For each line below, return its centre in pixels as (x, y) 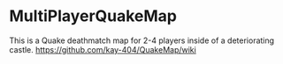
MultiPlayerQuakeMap (93, 16)
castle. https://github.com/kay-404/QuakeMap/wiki (103, 49)
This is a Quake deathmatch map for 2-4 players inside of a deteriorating (142, 40)
